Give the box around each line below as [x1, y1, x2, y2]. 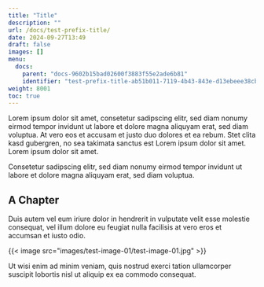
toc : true [8, 92, 41, 100]
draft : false [8, 41, 51, 49]
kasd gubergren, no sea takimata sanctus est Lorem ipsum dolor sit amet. [8, 138, 246, 148]
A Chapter [8, 193, 60, 207]
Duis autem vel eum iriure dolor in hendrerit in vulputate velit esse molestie [8, 214, 250, 224]
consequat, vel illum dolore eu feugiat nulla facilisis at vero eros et [8, 223, 222, 232]
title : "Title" [8, 11, 58, 20]
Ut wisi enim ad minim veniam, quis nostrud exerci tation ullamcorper [8, 261, 232, 271]
